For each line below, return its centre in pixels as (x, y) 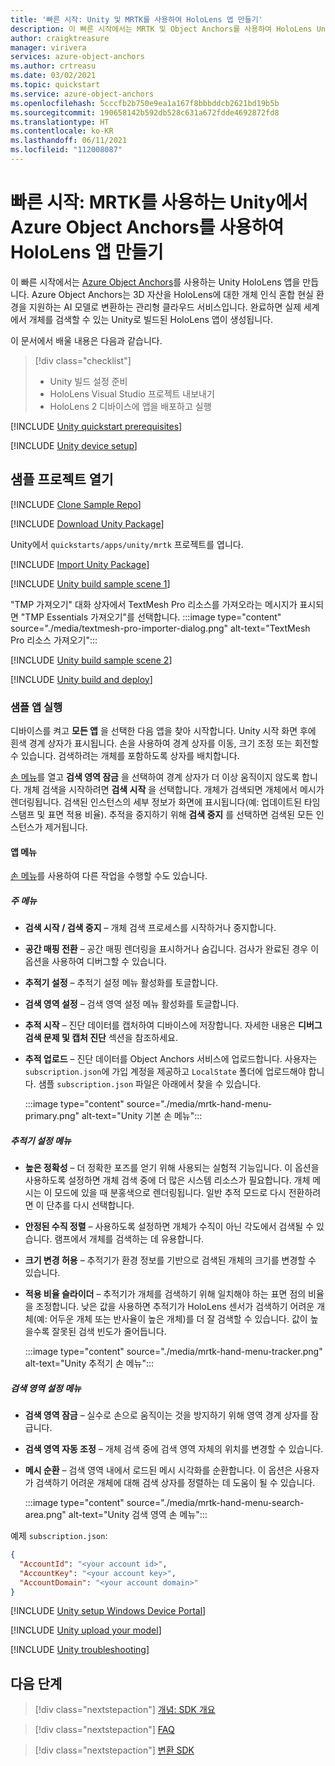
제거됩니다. (66, 827)
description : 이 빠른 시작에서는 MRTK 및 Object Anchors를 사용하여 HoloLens (161, 29)
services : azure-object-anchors (77, 57)
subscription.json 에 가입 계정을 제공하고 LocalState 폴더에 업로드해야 (165, 1072)
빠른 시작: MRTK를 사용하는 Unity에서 (159, 202)
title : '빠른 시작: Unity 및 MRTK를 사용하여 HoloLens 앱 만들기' (136, 19)
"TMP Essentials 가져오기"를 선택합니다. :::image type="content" (151, 617)
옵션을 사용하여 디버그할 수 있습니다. (95, 962)
